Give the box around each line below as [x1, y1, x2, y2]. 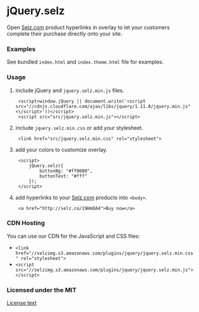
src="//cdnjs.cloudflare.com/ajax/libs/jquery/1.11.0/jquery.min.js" [15, 103, 191, 109]
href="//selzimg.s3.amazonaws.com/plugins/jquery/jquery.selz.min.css [15, 250, 194, 256]
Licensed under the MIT [7, 286, 76, 294]
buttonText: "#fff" [39, 173, 88, 179]
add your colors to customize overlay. [15, 146, 108, 153]
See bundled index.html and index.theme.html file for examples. [7, 58, 164, 66]
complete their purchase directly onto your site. [7, 30, 123, 37]
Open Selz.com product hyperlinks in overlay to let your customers [7, 24, 170, 31]
